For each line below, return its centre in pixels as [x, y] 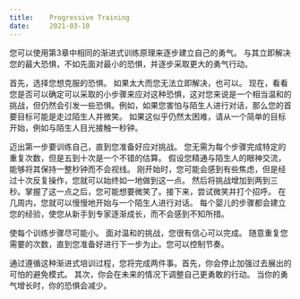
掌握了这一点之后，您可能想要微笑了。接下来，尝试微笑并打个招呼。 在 [155, 191]
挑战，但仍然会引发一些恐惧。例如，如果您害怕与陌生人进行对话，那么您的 [146, 105]
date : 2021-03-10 [50, 26]
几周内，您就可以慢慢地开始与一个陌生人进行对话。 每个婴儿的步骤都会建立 [148, 202]
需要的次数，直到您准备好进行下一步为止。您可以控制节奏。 [119, 243]
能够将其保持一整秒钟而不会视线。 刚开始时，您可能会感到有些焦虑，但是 [144, 169]
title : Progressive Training [69, 17]
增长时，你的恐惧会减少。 [64, 285]
